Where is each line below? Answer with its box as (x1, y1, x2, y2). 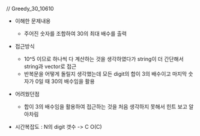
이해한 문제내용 (14, 17, 51, 24)
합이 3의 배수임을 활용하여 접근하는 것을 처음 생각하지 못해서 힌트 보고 (23, 103, 188, 110)
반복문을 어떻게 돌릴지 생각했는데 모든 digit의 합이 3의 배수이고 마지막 (23, 70, 187, 77)
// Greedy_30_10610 (6, 5, 54, 12)
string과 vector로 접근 (23, 63, 77, 70)
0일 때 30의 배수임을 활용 (35, 78, 95, 85)
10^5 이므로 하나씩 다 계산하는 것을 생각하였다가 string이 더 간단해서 (23, 55, 184, 62)
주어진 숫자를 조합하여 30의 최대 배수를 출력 (23, 30, 127, 37)
